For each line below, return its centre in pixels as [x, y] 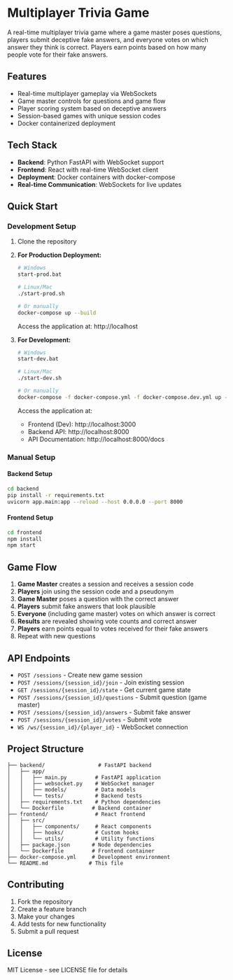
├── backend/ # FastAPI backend [79, 765]
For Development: [44, 339]
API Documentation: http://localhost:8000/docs [96, 439]
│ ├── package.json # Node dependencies [79, 845]
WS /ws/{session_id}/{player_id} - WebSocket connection [103, 727]
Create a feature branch [52, 909]
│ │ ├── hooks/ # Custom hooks [73, 832]
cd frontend [24, 532]
